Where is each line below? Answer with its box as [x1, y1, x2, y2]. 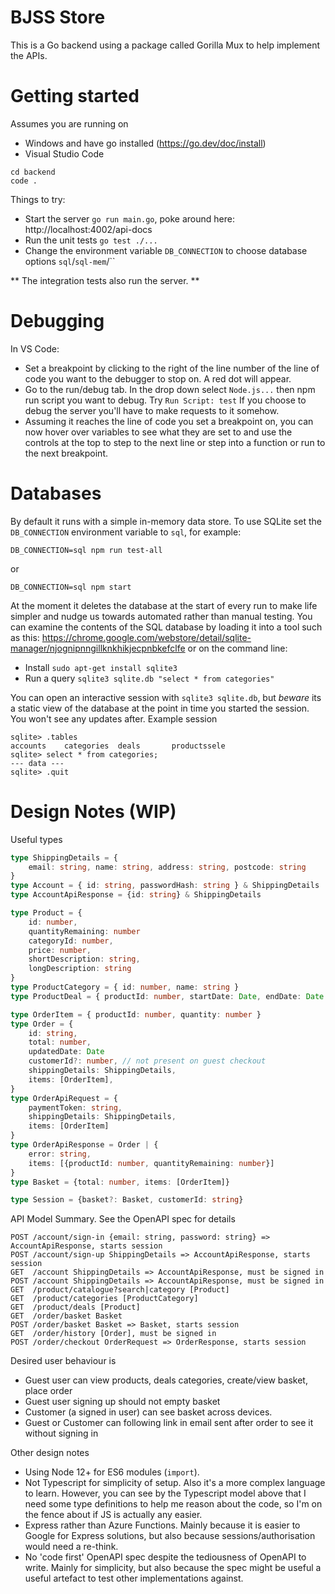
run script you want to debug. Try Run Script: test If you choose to [24, 394, 307, 406]
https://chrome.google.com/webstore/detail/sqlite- [41, 631, 252, 643]
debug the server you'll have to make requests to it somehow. [24, 404, 280, 416]
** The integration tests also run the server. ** [10, 274, 200, 286]
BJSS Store [10, 6, 106, 29]
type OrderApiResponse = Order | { [10, 1140, 159, 1150]
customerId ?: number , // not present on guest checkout [28, 1056, 267, 1066]
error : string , [28, 1149, 92, 1159]
